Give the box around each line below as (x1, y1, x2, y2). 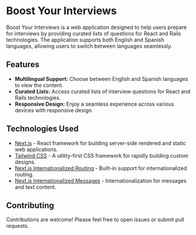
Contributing (6, 200, 54, 210)
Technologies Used (6, 124, 79, 134)
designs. (14, 158, 36, 165)
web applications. (14, 146, 58, 153)
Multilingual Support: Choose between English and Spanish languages (14, 75, 188, 82)
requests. (6, 223, 30, 230)
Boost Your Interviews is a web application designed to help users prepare (6, 24, 187, 31)
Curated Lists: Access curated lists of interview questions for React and (14, 87, 191, 95)
